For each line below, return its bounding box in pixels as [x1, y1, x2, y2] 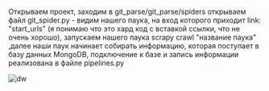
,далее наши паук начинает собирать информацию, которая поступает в [8, 41, 259, 51]
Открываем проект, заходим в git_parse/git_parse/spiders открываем [8, 7, 246, 16]
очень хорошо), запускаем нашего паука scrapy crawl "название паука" [8, 32, 257, 42]
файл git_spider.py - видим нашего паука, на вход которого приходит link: [8, 15, 262, 25]
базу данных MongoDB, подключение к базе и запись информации [8, 50, 239, 59]
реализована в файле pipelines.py [8, 58, 125, 68]
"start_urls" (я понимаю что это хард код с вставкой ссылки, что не [8, 24, 240, 33]
